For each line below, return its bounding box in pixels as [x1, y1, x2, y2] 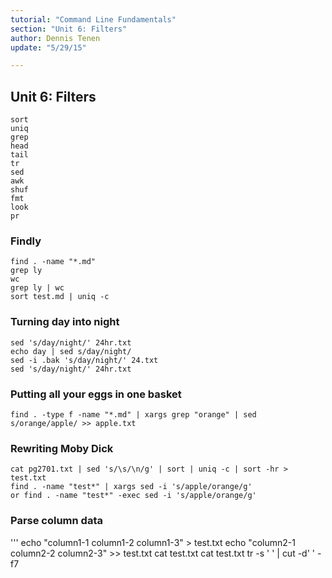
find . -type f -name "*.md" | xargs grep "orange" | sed [10, 409, 257, 420]
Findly [10, 234, 42, 248]
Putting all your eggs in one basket [10, 387, 182, 401]
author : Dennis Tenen [10, 33, 101, 43]
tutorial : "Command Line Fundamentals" [10, 14, 177, 25]
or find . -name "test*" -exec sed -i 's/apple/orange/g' [10, 491, 257, 501]
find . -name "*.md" [10, 257, 97, 267]
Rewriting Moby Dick [10, 441, 114, 455]
